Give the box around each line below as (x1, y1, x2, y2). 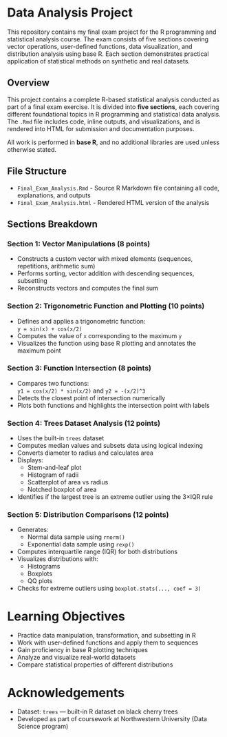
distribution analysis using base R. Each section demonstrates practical (7, 50, 209, 58)
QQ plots (27, 577, 53, 585)
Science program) (17, 723, 69, 731)
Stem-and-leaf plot (27, 464, 82, 472)
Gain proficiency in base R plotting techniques (17, 646, 148, 654)
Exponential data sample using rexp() (27, 540, 135, 549)
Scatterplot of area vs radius (27, 478, 109, 487)
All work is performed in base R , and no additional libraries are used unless (7, 138, 220, 146)
